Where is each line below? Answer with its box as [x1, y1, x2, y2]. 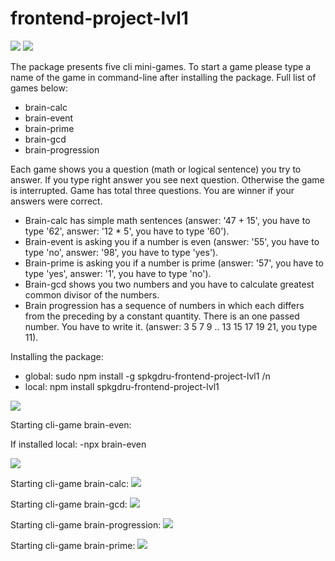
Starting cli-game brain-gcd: [10, 498, 128, 510]
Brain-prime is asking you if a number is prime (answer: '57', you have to [24, 257, 324, 269]
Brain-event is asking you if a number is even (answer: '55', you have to [24, 235, 320, 247]
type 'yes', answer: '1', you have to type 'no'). [24, 267, 212, 279]
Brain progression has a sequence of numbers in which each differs [24, 299, 305, 311]
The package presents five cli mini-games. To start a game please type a [10, 60, 312, 72]
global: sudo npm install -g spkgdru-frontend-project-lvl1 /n [24, 370, 271, 382]
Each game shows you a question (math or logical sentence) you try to [10, 163, 302, 175]
